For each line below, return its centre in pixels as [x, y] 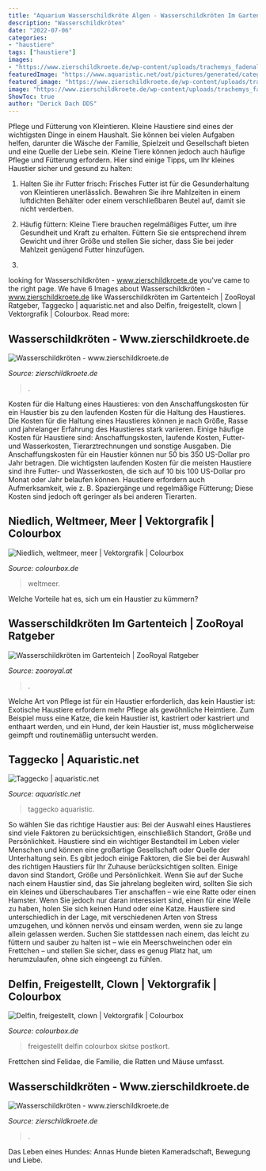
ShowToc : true [32, 97]
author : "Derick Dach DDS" [53, 104]
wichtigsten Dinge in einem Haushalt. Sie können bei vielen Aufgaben [122, 135]
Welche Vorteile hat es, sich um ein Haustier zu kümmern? [103, 599]
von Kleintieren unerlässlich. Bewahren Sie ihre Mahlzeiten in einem [130, 192]
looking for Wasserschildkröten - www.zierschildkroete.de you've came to [129, 280]
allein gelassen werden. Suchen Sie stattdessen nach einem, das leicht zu [129, 934]
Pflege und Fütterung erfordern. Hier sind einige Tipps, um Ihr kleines [122, 160]
